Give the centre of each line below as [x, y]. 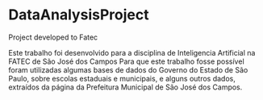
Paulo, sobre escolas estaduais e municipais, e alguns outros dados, [122, 78]
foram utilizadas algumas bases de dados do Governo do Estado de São [128, 69]
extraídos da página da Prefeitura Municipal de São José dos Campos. [125, 87]
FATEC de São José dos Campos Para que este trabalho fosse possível [126, 61]
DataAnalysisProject [79, 15]
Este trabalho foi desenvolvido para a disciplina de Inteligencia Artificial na [132, 52]
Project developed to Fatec [53, 37]
